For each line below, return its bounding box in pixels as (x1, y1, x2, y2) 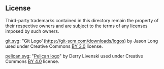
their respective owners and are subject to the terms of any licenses (5, 23, 148, 29)
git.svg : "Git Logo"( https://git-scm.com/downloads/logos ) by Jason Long (5, 38, 158, 44)
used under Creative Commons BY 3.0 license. (5, 43, 103, 49)
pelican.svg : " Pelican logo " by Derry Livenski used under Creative (5, 53, 143, 59)
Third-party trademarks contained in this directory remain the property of (5, 17, 159, 23)
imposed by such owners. (5, 28, 59, 34)
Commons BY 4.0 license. (5, 58, 59, 64)
